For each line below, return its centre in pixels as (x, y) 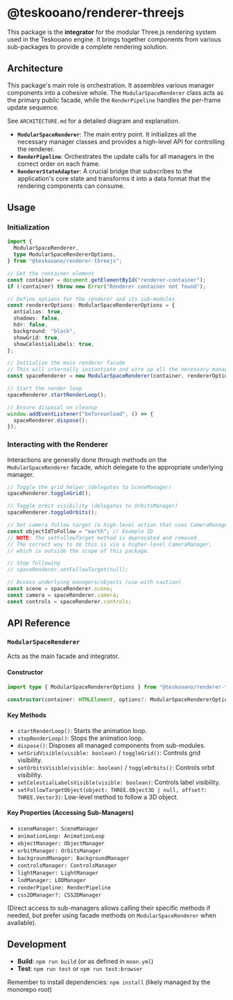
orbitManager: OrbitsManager (59, 851)
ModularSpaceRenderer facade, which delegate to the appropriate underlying (115, 467)
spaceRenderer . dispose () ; (51, 420)
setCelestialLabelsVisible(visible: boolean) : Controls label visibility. (119, 782)
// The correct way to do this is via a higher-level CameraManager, (110, 544)
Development (37, 945)
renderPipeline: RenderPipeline (64, 888)
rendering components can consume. (71, 186)
